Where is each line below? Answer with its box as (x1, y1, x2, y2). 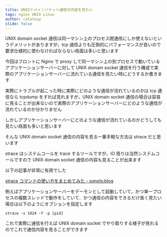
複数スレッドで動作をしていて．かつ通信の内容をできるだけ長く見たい (18, 195, 162, 201)
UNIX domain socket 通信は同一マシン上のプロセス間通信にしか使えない (5, 35, 154, 41)
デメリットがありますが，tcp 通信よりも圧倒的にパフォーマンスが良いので (9, 42, 161, 48)
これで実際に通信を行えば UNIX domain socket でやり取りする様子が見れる (5, 220, 159, 227)
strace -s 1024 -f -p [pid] (5, 211, 64, 216)
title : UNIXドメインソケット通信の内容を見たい (5, 7, 93, 12)
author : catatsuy (5, 16, 41, 21)
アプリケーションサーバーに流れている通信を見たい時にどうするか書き (13, 71, 158, 77)
